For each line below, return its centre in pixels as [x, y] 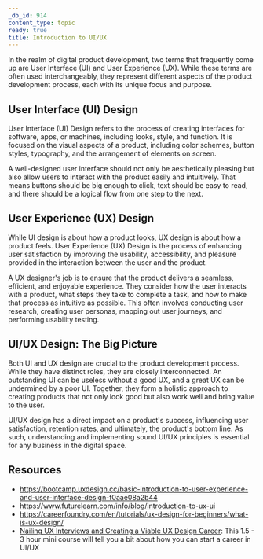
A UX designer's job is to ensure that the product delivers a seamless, [121, 278]
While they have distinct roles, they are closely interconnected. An [115, 371]
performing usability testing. [54, 319]
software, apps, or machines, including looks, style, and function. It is [121, 137]
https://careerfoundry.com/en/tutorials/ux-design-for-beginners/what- [134, 514]
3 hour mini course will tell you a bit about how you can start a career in [135, 539]
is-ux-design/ [42, 522]
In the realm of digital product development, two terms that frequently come [131, 60]
